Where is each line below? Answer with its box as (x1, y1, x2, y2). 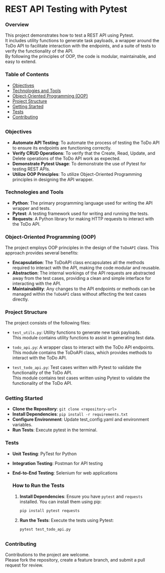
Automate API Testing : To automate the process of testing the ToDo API (12, 140, 160, 146)
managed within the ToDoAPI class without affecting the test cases (12, 291, 147, 297)
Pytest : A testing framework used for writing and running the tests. (12, 210, 149, 216)
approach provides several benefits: (5, 250, 79, 256)
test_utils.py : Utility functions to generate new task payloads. (12, 329, 141, 335)
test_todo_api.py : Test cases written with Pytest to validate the (12, 365, 142, 370)
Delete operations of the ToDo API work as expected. (12, 155, 121, 161)
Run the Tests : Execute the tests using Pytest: (19, 517, 114, 523)
